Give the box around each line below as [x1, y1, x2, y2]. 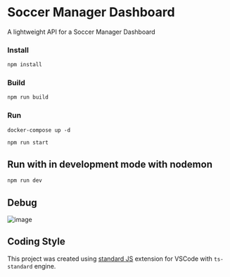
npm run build [7, 94, 49, 101]
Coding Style [7, 235, 65, 247]
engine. [34, 261, 56, 270]
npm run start [7, 139, 49, 146]
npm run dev [7, 177, 42, 184]
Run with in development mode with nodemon [7, 158, 213, 170]
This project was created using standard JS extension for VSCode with [7, 254, 213, 263]
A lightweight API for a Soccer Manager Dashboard [7, 27, 156, 36]
